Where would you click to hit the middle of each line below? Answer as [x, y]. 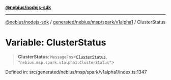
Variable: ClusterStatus [56, 43]
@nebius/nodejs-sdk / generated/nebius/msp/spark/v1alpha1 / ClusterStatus [85, 22]
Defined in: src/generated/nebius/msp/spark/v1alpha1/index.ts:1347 [76, 72]
